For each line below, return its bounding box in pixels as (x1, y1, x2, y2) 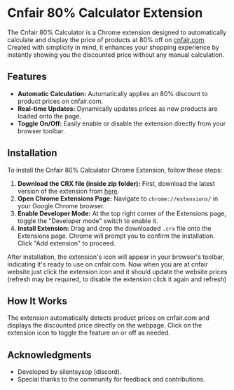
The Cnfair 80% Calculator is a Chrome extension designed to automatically (7, 28, 227, 36)
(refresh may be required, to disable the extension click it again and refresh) (7, 275, 227, 283)
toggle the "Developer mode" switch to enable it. (17, 216, 158, 225)
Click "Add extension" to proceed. (17, 238, 116, 247)
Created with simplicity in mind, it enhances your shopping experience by (7, 43, 219, 51)
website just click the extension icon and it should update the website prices (7, 267, 228, 276)
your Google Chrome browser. (17, 201, 105, 210)
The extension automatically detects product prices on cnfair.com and (7, 314, 210, 322)
